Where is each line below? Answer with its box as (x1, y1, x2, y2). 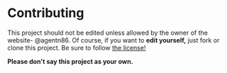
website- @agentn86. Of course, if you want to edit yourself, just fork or (7, 35, 220, 44)
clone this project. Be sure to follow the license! (7, 43, 146, 52)
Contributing (7, 5, 84, 21)
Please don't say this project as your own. (7, 57, 133, 65)
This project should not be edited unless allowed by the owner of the (7, 28, 208, 37)
